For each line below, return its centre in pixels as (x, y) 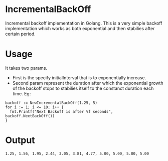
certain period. (21, 34)
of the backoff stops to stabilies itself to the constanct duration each (83, 88)
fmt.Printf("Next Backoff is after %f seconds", (61, 111)
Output (20, 140)
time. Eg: (22, 93)
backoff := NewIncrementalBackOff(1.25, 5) (51, 103)
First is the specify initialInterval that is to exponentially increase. (79, 77)
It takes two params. (26, 68)
